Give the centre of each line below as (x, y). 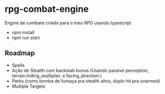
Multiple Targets (28, 86)
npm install (23, 32)
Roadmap (20, 53)
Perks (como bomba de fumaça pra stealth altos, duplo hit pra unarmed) (86, 81)
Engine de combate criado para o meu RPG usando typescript (68, 23)
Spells (18, 65)
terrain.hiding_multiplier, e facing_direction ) (57, 76)
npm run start (26, 38)
